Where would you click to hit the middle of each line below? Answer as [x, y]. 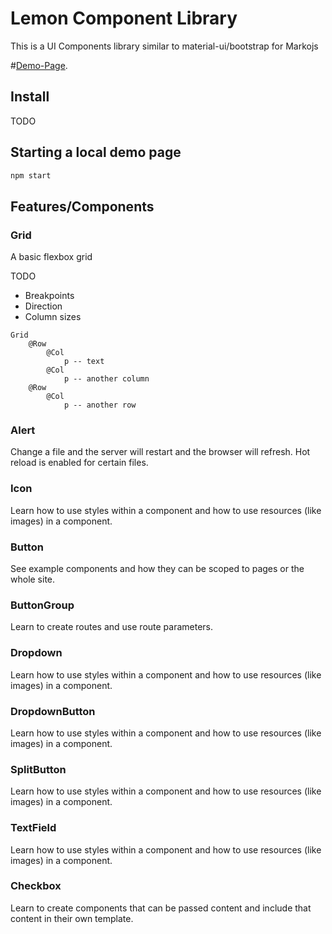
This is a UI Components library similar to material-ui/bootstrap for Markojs [164, 46]
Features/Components [82, 206]
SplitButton [38, 769]
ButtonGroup [42, 605]
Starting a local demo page [96, 152]
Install [30, 97]
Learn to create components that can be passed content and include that [161, 908]
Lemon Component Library [124, 18]
